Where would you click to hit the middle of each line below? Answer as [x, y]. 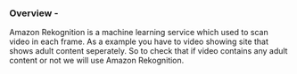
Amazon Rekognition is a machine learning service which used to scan [139, 33]
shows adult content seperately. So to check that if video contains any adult [148, 51]
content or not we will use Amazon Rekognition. [97, 61]
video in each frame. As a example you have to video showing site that [139, 41]
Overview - [34, 13]
